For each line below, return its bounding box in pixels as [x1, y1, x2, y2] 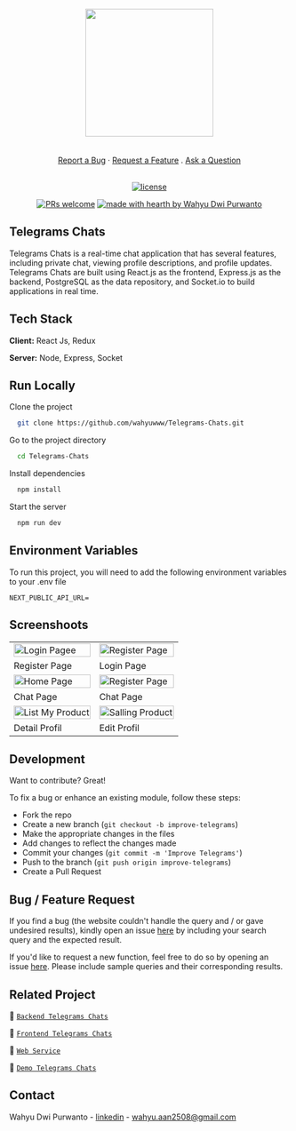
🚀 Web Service [9, 1045, 60, 1055]
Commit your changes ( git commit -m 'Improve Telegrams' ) [21, 848, 243, 858]
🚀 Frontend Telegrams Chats [9, 1028, 113, 1038]
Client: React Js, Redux [9, 335, 96, 346]
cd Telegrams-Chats [17, 452, 90, 461]
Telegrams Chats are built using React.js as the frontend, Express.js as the [9, 267, 282, 277]
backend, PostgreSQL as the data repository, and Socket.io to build [9, 276, 255, 287]
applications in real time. [9, 285, 100, 296]
